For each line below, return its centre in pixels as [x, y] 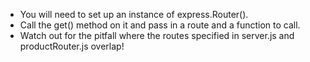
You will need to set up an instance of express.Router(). [134, 14]
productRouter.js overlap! [72, 46]
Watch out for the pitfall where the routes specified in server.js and [157, 35]
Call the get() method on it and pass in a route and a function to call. [160, 25]
